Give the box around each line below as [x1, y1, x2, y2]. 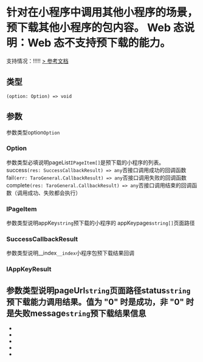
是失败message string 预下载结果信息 [6, 308, 146, 318]
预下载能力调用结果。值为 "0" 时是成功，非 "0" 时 [6, 296, 194, 307]
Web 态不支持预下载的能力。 [27, 36, 171, 50]
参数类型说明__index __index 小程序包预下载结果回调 [6, 249, 135, 257]
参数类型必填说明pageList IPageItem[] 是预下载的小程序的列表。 [6, 159, 165, 166]
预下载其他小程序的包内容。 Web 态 [6, 21, 184, 35]
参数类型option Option [6, 128, 60, 136]
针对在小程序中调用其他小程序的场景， [6, 5, 199, 19]
